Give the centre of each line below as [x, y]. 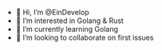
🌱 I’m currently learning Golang [67, 29]
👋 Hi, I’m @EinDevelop [52, 12]
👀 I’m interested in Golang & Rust [69, 21]
